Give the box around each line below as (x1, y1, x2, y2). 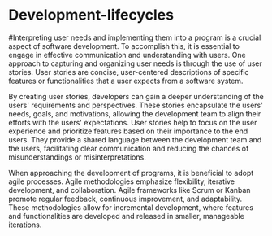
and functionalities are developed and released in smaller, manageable (8, 211, 245, 221)
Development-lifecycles (8, 6, 175, 24)
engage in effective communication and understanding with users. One (8, 50, 246, 59)
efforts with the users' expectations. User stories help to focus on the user (8, 117, 257, 127)
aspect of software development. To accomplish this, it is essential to (8, 41, 240, 50)
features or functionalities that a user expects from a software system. (8, 76, 244, 85)
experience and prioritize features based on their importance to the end (8, 126, 248, 136)
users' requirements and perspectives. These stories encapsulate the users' (8, 100, 264, 110)
